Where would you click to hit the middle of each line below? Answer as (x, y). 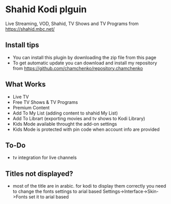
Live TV (21, 97)
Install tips (22, 45)
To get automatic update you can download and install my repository (85, 63)
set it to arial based (49, 197)
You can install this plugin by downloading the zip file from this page (84, 57)
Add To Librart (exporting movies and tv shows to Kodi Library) (79, 118)
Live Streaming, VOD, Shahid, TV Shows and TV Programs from (72, 24)
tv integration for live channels (45, 157)
